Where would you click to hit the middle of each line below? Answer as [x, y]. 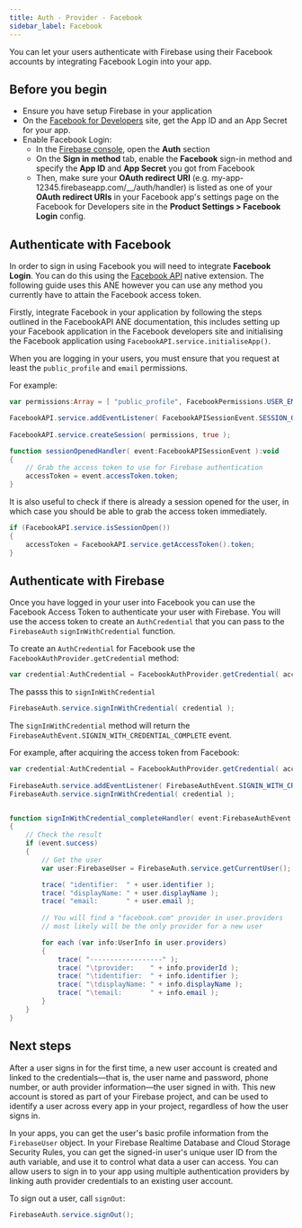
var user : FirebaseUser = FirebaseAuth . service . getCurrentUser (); [167, 868]
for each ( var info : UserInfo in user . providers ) [134, 942]
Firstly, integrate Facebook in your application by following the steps [136, 312]
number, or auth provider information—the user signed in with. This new [142, 1087]
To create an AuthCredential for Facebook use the [102, 649]
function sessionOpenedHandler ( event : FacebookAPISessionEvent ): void [144, 451]
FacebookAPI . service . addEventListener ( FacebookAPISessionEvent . [134, 418]
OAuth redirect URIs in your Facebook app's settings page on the [157, 197]
